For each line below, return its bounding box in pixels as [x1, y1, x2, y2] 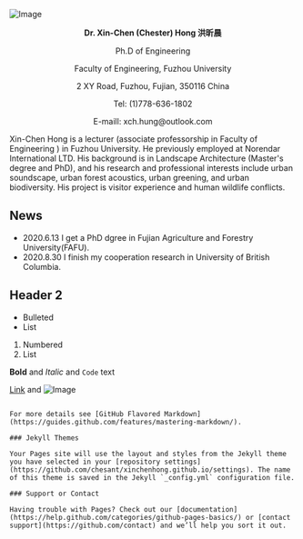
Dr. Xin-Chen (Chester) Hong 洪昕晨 [84, 27, 222, 38]
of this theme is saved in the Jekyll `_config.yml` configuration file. [9, 473, 296, 482]
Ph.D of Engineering [115, 45, 191, 56]
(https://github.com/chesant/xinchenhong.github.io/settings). [9, 464, 255, 474]
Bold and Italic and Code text [9, 366, 116, 377]
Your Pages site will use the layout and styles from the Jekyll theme [9, 449, 287, 458]
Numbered [22, 339, 64, 350]
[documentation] [176, 504, 238, 514]
